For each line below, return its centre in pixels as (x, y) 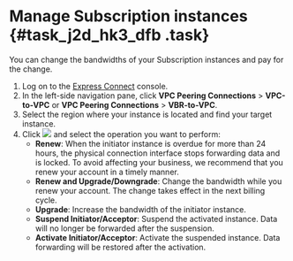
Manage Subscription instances (129, 16)
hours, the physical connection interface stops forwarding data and (158, 153)
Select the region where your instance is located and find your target (147, 114)
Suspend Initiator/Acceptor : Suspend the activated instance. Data (156, 219)
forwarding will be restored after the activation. (120, 247)
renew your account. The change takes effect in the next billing (150, 190)
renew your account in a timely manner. (107, 172)
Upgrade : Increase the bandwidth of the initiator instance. (141, 209)
